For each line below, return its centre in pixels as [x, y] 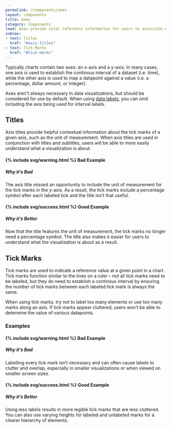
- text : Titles [21, 39]
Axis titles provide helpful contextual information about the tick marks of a [83, 132]
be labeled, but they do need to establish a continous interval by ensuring [82, 281]
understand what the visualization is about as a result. [62, 242]
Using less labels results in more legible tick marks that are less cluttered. [82, 410]
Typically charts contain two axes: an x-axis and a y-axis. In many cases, [82, 67]
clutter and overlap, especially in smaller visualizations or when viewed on [83, 368]
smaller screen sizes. [27, 373]
